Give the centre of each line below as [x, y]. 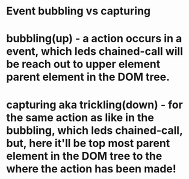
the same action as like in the [80, 117]
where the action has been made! [91, 168]
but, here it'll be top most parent [88, 143]
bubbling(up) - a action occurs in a [94, 39]
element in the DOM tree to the [84, 156]
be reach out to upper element [83, 64]
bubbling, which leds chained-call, [94, 130]
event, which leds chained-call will [95, 52]
